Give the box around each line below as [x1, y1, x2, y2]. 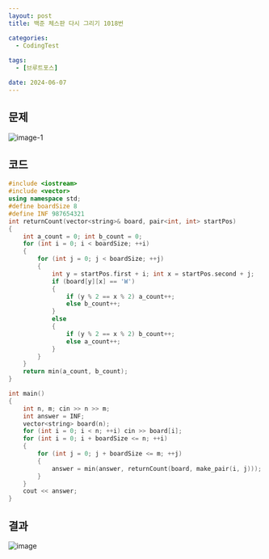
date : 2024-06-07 [8, 78, 67, 86]
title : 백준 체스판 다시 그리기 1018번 [8, 19, 124, 27]
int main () [8, 389, 45, 397]
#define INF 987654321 [8, 209, 85, 218]
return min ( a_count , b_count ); [23, 368, 128, 376]
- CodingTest [15, 41, 60, 49]
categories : [8, 34, 48, 42]
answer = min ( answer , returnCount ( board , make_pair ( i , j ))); [51, 464, 263, 473]
